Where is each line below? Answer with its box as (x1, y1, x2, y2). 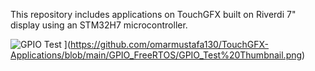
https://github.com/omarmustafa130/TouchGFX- (70, 39, 270, 50)
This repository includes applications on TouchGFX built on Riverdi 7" (10, 9, 297, 20)
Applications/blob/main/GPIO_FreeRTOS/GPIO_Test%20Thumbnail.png (10, 49, 303, 61)
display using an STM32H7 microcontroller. (10, 19, 188, 31)
